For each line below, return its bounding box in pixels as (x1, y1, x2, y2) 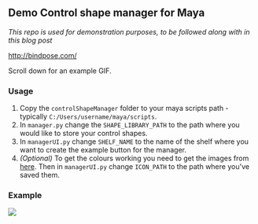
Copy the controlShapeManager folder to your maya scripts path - (19, 104, 230, 113)
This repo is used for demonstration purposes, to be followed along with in (8, 27, 250, 36)
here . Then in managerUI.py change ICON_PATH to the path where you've (19, 162, 250, 171)
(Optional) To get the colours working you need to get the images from (19, 153, 249, 163)
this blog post (8, 35, 53, 45)
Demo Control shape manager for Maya (8, 6, 205, 20)
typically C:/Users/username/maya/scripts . (19, 112, 157, 121)
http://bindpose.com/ (8, 50, 77, 60)
